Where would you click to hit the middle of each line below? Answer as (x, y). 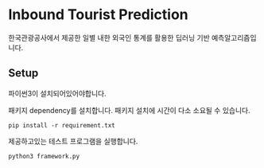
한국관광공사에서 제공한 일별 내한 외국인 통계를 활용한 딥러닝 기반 (109, 37)
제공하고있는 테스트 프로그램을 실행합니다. (73, 141)
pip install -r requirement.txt (62, 125)
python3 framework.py (44, 156)
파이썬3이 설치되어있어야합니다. (57, 93)
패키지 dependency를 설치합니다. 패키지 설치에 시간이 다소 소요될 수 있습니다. (129, 110)
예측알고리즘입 (234, 37)
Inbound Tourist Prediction (98, 15)
